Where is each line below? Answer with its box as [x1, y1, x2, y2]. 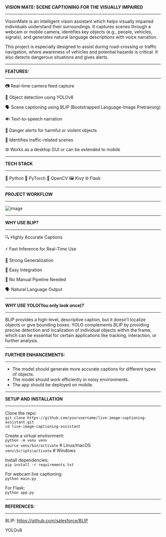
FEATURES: [5, 69, 30, 74]
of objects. [12, 372, 35, 377]
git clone [5, 415, 26, 420]
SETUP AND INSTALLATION [5, 396, 63, 402]
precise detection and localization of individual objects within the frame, [5, 327, 152, 333]
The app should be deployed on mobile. [12, 382, 93, 387]
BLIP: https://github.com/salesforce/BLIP [5, 518, 88, 523]
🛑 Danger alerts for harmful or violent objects [5, 127, 97, 133]
